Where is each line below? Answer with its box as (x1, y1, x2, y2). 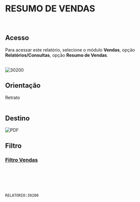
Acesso (5, 34, 29, 42)
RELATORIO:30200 (5, 193, 39, 198)
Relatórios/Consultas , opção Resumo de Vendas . (5, 52, 108, 58)
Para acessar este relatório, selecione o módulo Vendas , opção (5, 47, 135, 52)
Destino (5, 114, 30, 122)
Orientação (5, 81, 41, 90)
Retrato (5, 95, 20, 101)
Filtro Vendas (5, 156, 38, 163)
